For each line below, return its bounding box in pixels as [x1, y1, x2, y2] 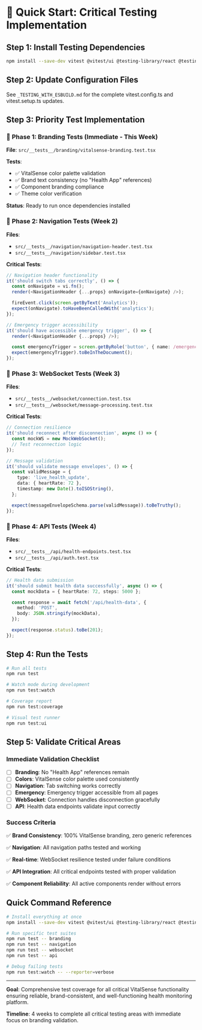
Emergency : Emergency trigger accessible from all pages [14, 789, 158, 796]
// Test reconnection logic [11, 441, 82, 448]
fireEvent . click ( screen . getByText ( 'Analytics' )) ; [11, 300, 138, 306]
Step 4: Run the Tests [6, 649, 88, 660]
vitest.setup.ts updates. [6, 97, 64, 104]
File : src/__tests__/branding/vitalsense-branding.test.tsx [6, 146, 156, 154]
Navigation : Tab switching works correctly [14, 782, 121, 790]
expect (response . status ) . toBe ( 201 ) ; [11, 627, 103, 633]
